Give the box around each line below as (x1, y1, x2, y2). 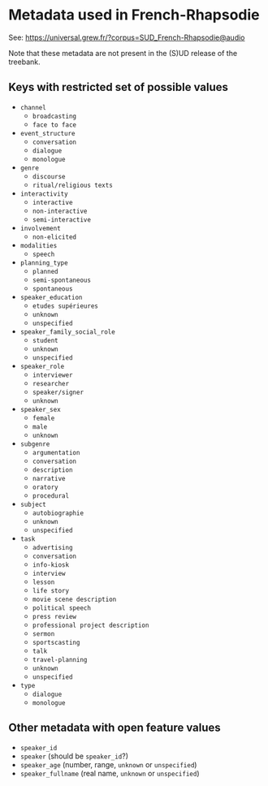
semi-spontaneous (32, 276, 92, 284)
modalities (19, 241, 58, 249)
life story (32, 586, 70, 594)
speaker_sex (19, 405, 61, 413)
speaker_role (19, 362, 65, 370)
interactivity (19, 189, 68, 198)
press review (32, 612, 77, 620)
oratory (32, 483, 58, 491)
